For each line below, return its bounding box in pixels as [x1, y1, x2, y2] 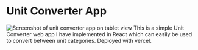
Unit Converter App [6, 4, 107, 18]
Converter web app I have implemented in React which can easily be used [6, 30, 193, 37]
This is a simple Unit [133, 24, 185, 31]
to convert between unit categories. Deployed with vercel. [6, 37, 152, 44]
